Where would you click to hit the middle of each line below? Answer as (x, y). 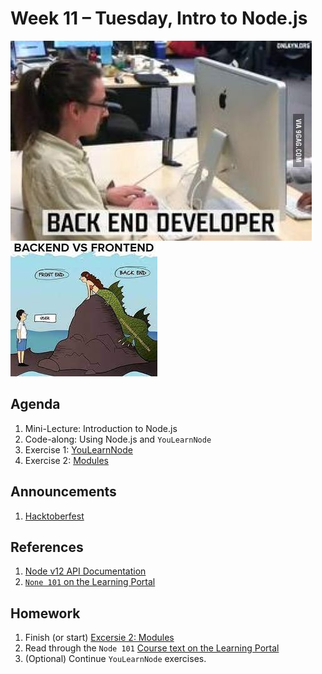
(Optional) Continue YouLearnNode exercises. (115, 659)
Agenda (35, 404)
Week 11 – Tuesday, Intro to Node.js (159, 18)
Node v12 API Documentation (85, 571)
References (47, 547)
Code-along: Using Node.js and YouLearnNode (118, 439)
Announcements (63, 492)
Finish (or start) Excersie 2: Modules (99, 638)
